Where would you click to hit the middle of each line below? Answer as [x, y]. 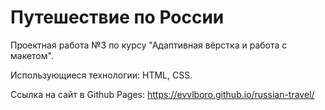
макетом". [32, 55]
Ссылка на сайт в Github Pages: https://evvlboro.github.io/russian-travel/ [162, 94]
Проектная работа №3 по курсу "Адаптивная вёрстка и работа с [149, 45]
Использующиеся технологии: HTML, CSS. [101, 75]
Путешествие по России [117, 17]
